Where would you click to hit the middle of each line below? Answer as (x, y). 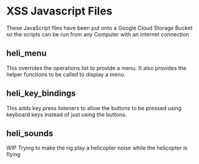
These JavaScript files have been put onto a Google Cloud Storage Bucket (100, 28)
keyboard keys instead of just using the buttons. (67, 114)
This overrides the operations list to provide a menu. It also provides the (96, 68)
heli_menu (26, 54)
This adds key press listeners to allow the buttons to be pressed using (94, 108)
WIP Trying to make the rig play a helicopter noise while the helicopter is (97, 148)
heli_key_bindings (41, 93)
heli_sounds (30, 133)
